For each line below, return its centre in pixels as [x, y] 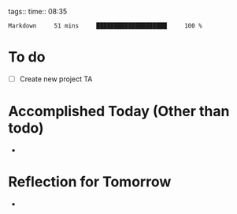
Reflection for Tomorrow [90, 182]
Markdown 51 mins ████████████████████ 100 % [105, 26]
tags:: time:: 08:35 [38, 11]
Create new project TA [56, 79]
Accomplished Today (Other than [119, 112]
